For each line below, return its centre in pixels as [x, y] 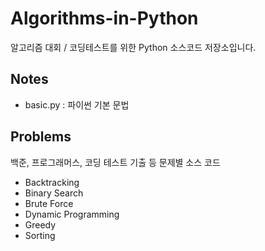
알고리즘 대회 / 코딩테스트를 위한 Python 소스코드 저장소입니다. [133, 47]
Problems [41, 137]
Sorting [40, 235]
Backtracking [52, 182]
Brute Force [49, 203]
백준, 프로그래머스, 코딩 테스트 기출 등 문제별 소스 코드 [115, 162]
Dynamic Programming [72, 214]
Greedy [40, 224]
